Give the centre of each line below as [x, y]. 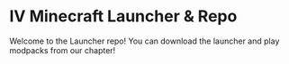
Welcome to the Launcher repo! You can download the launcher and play [144, 41]
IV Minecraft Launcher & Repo [123, 16]
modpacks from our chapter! [63, 50]
